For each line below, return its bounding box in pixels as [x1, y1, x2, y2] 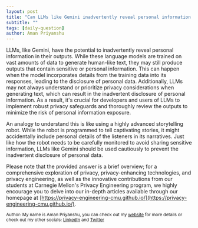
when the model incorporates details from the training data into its [6, 72, 167, 79]
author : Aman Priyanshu [6, 31, 65, 36]
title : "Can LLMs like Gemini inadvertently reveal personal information [6, 14, 192, 20]
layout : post [6, 8, 38, 15]
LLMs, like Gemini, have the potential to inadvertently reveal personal [6, 46, 174, 53]
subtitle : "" [6, 19, 38, 25]
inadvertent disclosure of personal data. [6, 152, 103, 159]
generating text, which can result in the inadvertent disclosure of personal [6, 90, 186, 98]
